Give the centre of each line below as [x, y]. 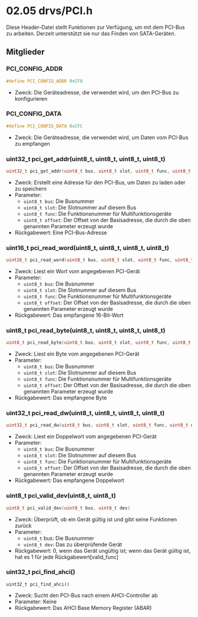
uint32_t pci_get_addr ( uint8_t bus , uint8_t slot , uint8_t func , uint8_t [99, 171]
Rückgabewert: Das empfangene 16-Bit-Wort [69, 315]
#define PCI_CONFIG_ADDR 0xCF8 [44, 81]
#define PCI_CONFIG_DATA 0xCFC [44, 126]
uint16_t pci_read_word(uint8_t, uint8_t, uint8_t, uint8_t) [88, 248]
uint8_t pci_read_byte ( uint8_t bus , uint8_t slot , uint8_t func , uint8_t [99, 343]
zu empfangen [32, 143]
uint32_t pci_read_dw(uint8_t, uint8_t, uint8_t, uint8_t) [85, 413]
